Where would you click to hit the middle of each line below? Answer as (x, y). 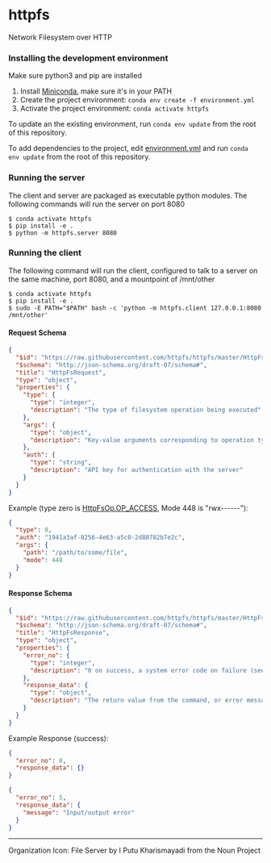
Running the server (47, 177)
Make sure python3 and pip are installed (75, 76)
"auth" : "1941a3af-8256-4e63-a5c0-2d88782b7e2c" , (100, 538)
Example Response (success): (58, 738)
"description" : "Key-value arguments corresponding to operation (142, 440)
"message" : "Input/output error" (79, 812)
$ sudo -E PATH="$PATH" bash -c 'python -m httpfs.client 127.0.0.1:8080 (135, 308)
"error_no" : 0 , (41, 761)
